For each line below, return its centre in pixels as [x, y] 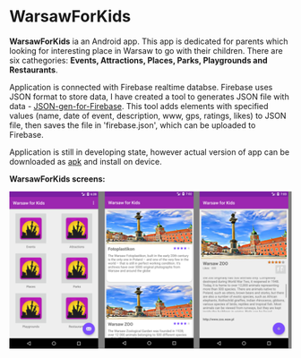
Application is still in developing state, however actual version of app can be [149, 152]
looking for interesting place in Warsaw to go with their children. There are [146, 50]
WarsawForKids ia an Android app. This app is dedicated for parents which [149, 41]
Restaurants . [34, 70]
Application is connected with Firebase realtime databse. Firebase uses [141, 87]
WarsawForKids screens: [57, 179]
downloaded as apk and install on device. [86, 161]
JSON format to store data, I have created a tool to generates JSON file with [149, 97]
